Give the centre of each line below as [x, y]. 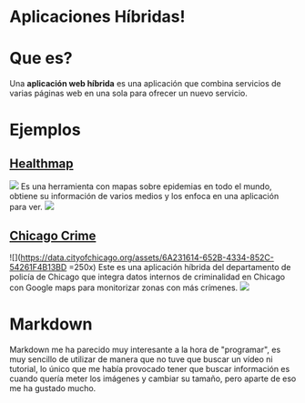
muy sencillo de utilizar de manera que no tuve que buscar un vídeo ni [141, 359]
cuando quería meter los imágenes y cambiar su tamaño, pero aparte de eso [153, 378]
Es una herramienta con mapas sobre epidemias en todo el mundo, [146, 186]
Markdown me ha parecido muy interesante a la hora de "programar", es [145, 349]
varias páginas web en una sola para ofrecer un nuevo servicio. [128, 94]
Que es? [41, 59]
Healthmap [42, 163]
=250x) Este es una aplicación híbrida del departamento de [180, 267]
